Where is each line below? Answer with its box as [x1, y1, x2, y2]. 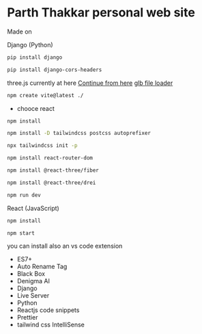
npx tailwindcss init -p [7, 142, 78, 149]
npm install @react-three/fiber [7, 167, 99, 174]
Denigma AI [16, 277, 50, 285]
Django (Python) [7, 40, 53, 49]
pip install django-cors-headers [7, 66, 102, 73]
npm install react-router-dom [7, 155, 93, 162]
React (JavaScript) [7, 204, 59, 212]
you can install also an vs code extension [7, 242, 123, 250]
